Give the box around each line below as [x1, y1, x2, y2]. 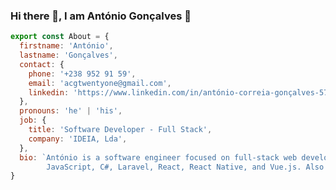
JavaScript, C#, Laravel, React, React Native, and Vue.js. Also [46, 162, 325, 172]
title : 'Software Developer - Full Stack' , [28, 125, 213, 135]
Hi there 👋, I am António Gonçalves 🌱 [10, 9, 192, 23]
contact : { [19, 59, 65, 69]
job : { [19, 115, 47, 126]
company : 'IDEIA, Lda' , [28, 134, 128, 144]
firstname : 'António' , [19, 41, 114, 51]
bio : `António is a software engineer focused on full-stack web [19, 152, 298, 163]
